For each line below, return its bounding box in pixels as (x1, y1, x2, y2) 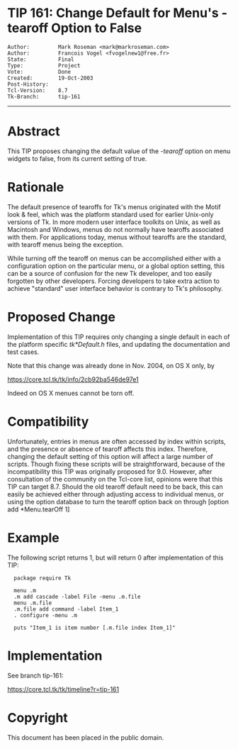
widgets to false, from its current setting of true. (7, 154, 147, 162)
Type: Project (7, 62, 81, 69)
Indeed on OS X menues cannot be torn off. (7, 389, 135, 397)
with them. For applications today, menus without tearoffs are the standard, (7, 233, 227, 241)
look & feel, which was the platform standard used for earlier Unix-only (7, 210, 214, 218)
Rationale (7, 179, 64, 196)
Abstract (7, 123, 60, 140)
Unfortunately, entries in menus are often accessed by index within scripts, (7, 437, 226, 445)
